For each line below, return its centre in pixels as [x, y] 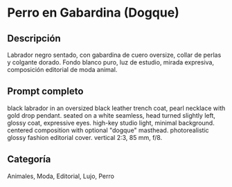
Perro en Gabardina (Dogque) [93, 13]
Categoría [29, 160]
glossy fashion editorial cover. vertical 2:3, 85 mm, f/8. [85, 137]
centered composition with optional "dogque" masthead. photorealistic [108, 130]
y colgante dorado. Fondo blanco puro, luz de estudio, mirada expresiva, [111, 62]
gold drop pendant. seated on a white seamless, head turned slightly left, [111, 115]
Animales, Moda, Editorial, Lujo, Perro [61, 176]
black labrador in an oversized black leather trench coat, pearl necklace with [116, 108]
